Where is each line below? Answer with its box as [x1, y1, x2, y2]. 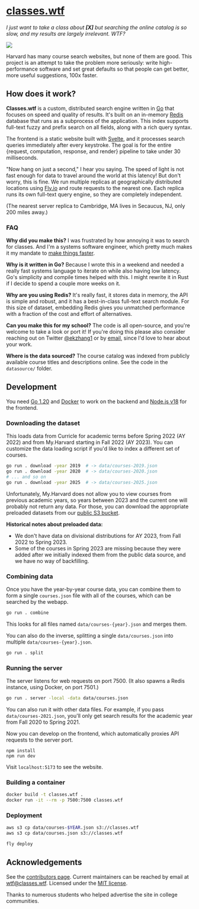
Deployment [6, 811, 43, 819]
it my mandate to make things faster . [6, 249, 95, 256]
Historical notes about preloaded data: [6, 521, 103, 528]
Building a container [6, 778, 65, 786]
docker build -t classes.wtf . [6, 791, 84, 798]
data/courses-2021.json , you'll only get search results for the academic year [6, 712, 193, 719]
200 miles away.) [6, 208, 49, 216]
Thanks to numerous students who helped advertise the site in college [6, 891, 178, 898]
